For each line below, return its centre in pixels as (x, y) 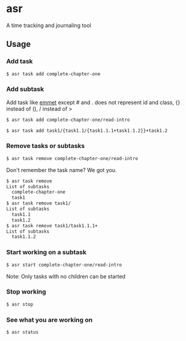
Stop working (26, 292)
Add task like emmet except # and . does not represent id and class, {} (93, 102)
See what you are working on (49, 319)
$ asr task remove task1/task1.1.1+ (52, 226)
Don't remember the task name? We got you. (61, 170)
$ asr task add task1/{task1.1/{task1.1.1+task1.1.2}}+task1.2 (87, 131)
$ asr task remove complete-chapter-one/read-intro (72, 158)
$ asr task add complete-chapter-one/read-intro (68, 120)
